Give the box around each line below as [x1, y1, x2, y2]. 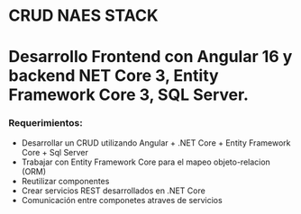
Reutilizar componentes [21, 175, 110, 186]
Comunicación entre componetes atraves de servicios [21, 194, 223, 205]
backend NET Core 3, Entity [8, 66, 219, 86]
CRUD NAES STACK [8, 5, 159, 26]
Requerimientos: [8, 117, 83, 129]
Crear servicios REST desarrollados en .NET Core [21, 185, 206, 196]
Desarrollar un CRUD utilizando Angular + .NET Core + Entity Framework [21, 137, 291, 148]
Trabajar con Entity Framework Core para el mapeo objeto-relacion [21, 156, 271, 167]
